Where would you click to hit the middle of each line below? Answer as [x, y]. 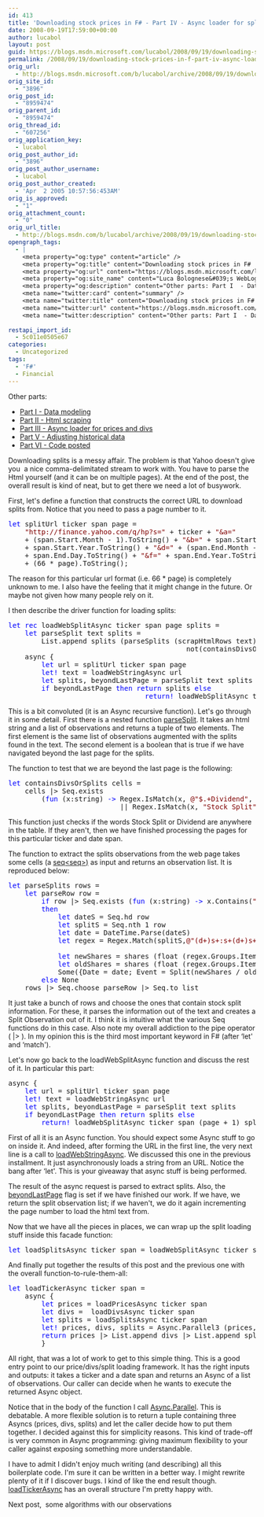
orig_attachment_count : [47, 213]
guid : [17, 52]
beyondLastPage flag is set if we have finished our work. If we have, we [125, 1194]
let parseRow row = [62, 893]
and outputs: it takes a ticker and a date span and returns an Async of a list [129, 1375]
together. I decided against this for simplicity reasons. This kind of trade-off [130, 1432]
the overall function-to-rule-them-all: [68, 1273]
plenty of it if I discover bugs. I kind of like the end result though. [113, 1481]
